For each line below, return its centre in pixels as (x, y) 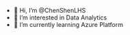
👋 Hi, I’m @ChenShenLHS (50, 10)
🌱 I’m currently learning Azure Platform (68, 25)
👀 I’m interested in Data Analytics (60, 17)
